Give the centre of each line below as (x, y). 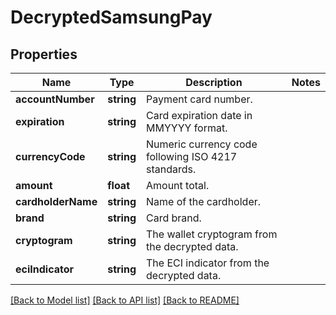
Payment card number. (199, 99)
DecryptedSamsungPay (111, 17)
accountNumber (55, 99)
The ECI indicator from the (208, 263)
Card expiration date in (199, 115)
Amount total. (178, 185)
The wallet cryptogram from (212, 234)
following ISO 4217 (192, 156)
